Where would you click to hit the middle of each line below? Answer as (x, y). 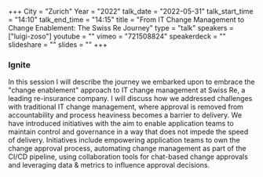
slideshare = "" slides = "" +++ (58, 45)
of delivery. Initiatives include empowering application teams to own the (124, 140)
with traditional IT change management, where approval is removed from (126, 107)
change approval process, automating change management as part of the (127, 149)
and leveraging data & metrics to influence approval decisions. (109, 165)
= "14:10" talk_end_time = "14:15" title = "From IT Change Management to (126, 20)
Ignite (20, 64)
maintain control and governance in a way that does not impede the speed (128, 132)
